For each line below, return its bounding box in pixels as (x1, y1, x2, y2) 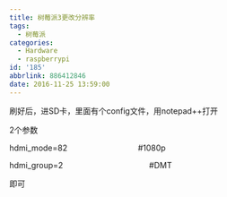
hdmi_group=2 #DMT (9, 159, 172, 170)
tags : (9, 21, 30, 30)
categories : (9, 38, 54, 47)
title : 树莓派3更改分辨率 (9, 13, 96, 22)
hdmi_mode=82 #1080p (9, 142, 166, 153)
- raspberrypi (17, 55, 70, 64)
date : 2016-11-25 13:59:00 (9, 80, 110, 89)
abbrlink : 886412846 (9, 72, 87, 81)
